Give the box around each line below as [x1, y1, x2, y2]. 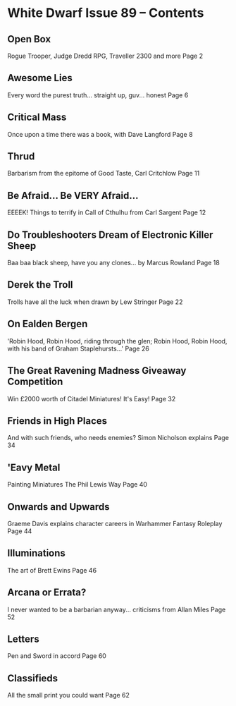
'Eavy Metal [7, 461, 61, 473]
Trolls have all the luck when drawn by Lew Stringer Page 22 [7, 298, 183, 306]
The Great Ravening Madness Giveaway [7, 365, 187, 377]
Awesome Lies [7, 72, 73, 84]
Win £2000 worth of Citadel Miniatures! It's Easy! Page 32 [7, 394, 176, 403]
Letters [7, 633, 40, 645]
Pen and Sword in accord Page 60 [7, 652, 107, 660]
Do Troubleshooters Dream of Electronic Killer [7, 229, 213, 241]
